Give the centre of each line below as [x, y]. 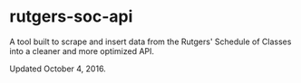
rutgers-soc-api [71, 17]
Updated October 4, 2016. [58, 69]
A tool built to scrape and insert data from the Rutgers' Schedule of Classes [150, 41]
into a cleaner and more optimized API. [82, 51]
